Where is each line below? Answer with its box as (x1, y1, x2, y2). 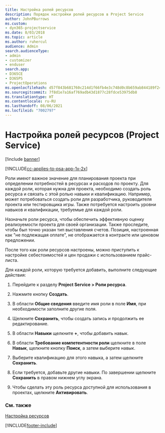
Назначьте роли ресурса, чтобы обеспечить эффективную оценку (5, 216, 144, 222)
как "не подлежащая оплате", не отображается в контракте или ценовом (5, 232, 159, 238)
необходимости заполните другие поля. (12, 306, 97, 312)
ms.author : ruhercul (5, 39, 48, 44)
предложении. (5, 237, 35, 243)
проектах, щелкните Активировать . (12, 389, 88, 395)
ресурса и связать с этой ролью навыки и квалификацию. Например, (5, 191, 152, 197)
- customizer (5, 58, 32, 63)
